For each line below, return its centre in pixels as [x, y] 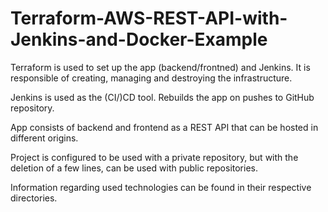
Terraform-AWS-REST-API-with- [149, 18]
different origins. [44, 138]
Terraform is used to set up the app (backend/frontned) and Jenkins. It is [160, 67]
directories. [34, 198]
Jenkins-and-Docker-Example [139, 39]
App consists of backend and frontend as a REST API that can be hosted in [164, 127]
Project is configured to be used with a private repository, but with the [154, 157]
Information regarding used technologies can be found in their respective [161, 187]
